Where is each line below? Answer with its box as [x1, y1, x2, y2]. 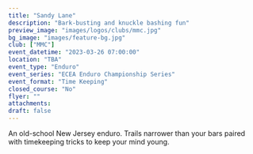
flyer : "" [8, 92, 41, 100]
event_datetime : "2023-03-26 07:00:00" [8, 48, 140, 56]
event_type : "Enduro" [8, 63, 80, 71]
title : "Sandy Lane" [8, 11, 77, 20]
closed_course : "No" [8, 85, 77, 93]
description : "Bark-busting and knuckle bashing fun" [8, 19, 190, 27]
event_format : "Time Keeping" [8, 77, 109, 85]
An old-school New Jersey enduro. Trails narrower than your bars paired [8, 129, 246, 138]
